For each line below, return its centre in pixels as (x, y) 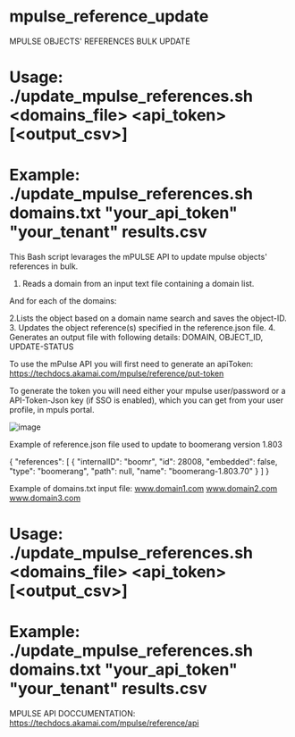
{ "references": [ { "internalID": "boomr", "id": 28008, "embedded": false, (143, 462)
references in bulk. (44, 266)
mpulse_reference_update (109, 17)
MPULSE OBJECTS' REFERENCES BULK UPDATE (100, 41)
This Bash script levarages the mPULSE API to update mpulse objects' (139, 257)
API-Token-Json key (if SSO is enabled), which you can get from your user (147, 400)
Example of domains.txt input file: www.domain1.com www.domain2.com (143, 489)
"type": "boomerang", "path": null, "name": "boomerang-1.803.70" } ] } (139, 472)
